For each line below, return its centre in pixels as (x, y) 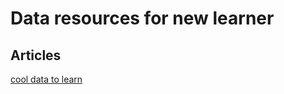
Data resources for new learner (142, 18)
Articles (36, 55)
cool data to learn (46, 79)
